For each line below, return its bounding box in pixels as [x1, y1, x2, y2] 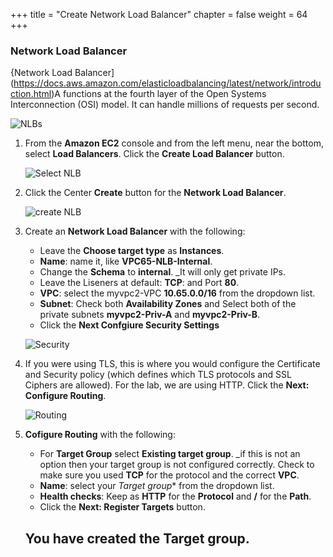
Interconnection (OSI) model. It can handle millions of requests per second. [10, 99, 320, 111]
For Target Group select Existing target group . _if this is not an [39, 448, 301, 460]
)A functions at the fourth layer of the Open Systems [51, 88, 267, 100]
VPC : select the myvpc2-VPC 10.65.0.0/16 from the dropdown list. [39, 287, 316, 299]
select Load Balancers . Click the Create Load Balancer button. [24, 148, 285, 160]
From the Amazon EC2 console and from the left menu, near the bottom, [24, 137, 324, 149]
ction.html [10, 88, 52, 100]
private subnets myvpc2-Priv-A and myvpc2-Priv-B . [39, 309, 261, 321]
